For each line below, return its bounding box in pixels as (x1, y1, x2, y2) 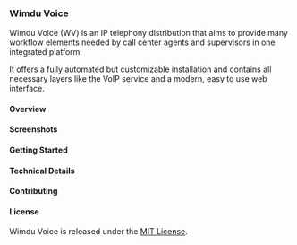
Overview (9, 103, 47, 114)
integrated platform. (9, 47, 83, 57)
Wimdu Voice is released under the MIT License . (9, 226, 188, 237)
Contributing (9, 186, 58, 197)
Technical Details (9, 165, 75, 176)
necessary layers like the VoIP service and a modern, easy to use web (9, 74, 267, 84)
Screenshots (9, 124, 58, 135)
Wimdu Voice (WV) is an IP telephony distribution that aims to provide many (9, 28, 289, 39)
